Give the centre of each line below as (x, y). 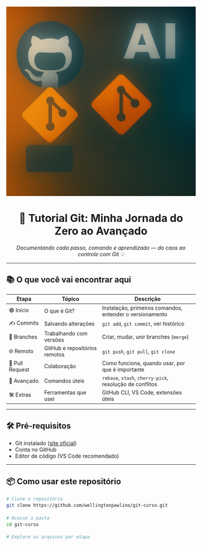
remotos (54, 355)
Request (19, 369)
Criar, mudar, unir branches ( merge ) (145, 337)
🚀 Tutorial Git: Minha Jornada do (101, 219)
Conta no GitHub (36, 450)
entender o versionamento (135, 314)
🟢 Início (19, 310)
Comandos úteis (64, 381)
